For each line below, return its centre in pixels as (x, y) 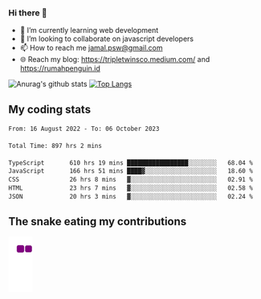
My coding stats (49, 109)
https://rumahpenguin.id (60, 68)
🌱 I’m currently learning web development (89, 31)
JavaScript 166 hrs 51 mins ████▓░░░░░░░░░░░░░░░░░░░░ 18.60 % (130, 171)
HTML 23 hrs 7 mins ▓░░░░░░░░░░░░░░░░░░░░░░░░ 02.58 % (130, 188)
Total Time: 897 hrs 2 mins (55, 145)
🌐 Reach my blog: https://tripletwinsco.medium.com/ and (115, 59)
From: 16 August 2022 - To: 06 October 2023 (84, 129)
